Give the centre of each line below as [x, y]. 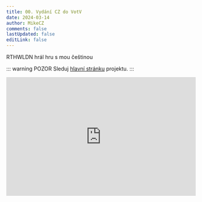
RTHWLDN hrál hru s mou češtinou [50, 57]
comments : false [26, 29]
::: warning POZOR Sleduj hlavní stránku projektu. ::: [70, 69]
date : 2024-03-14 [28, 17]
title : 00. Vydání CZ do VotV [44, 12]
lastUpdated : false [31, 34]
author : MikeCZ [25, 23]
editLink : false [26, 40]
